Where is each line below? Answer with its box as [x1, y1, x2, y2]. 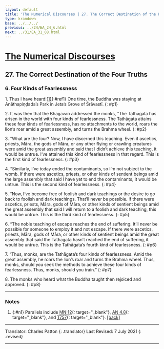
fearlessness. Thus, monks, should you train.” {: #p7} [5, 267, 112, 272]
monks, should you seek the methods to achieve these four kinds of [5, 262, 142, 267]
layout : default [5, 7, 38, 12]
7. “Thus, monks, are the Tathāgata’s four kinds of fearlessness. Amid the [5, 251, 152, 257]
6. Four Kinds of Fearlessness [5, 85, 77, 92]
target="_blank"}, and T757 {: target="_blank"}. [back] [12, 314, 121, 320]
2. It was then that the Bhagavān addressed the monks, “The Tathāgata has [5, 110, 157, 116]
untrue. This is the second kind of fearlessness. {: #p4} [5, 181, 116, 187]
